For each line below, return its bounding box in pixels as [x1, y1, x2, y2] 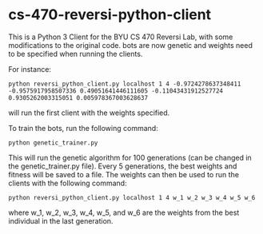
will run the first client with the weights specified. [8, 108, 170, 117]
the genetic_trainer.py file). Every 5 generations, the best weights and [8, 161, 237, 171]
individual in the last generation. [8, 216, 114, 225]
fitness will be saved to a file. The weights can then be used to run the [8, 169, 240, 179]
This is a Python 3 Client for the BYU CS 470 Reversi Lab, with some [8, 32, 233, 42]
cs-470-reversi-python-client [8, 6, 212, 24]
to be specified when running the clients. [8, 49, 143, 58]
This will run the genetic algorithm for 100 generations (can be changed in [8, 153, 252, 162]
